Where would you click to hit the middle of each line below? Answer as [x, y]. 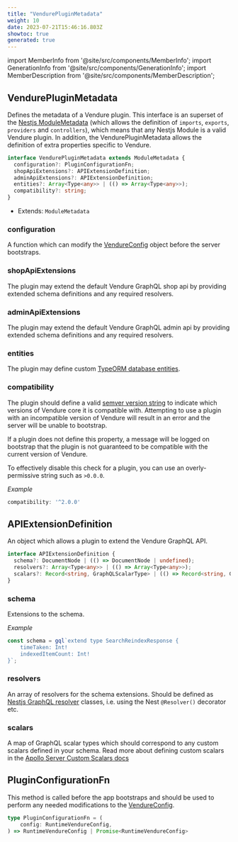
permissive [23, 475]
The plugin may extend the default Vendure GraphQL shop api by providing [117, 286]
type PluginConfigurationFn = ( [55, 818]
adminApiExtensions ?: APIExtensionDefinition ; [84, 178]
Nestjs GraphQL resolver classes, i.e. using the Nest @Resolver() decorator [117, 702]
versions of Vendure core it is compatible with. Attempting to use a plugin [114, 410]
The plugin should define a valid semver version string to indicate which [112, 403]
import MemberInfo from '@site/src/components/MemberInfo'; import [109, 60]
